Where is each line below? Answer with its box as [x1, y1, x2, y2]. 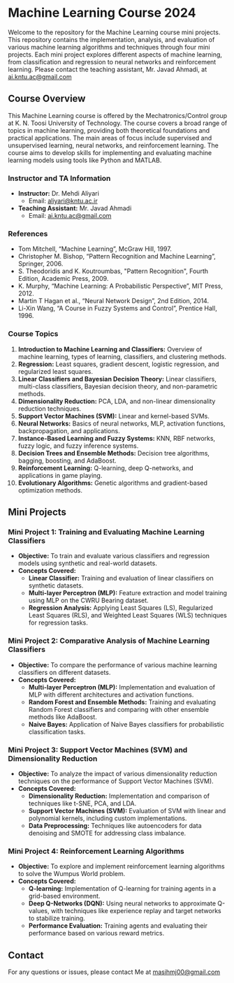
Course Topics [8, 329, 59, 339]
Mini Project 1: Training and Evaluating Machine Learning [8, 527, 205, 537]
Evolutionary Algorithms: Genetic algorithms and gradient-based [17, 479, 208, 487]
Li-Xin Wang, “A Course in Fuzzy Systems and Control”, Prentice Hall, [17, 304, 217, 312]
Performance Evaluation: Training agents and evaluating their [28, 922, 208, 930]
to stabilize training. [28, 914, 86, 923]
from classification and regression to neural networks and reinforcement [8, 57, 217, 66]
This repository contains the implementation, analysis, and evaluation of [8, 35, 215, 43]
